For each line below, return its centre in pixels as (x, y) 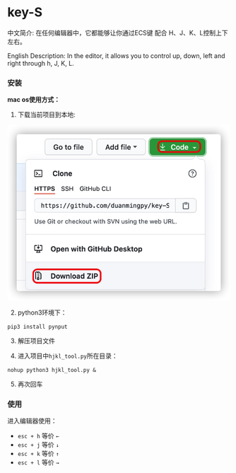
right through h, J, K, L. (41, 63)
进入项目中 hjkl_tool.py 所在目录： (67, 356)
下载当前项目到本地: (46, 115)
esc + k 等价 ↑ (38, 454)
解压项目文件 (36, 341)
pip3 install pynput (38, 327)
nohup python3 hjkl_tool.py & (52, 370)
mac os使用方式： (34, 100)
